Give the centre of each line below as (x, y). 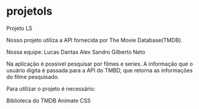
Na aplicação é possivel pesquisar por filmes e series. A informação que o (100, 64)
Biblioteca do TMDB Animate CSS (49, 100)
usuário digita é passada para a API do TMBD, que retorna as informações (100, 70)
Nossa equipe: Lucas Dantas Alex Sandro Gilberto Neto (76, 52)
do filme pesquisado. (33, 77)
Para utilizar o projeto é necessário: (51, 88)
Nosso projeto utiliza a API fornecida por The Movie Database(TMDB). (95, 40)
